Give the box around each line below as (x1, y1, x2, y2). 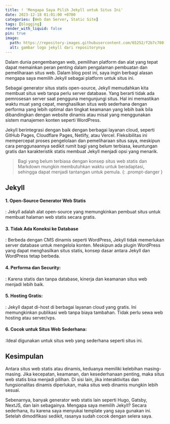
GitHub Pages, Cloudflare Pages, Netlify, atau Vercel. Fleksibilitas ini (5, 132, 148, 138)
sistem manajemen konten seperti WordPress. (5, 117, 101, 123)
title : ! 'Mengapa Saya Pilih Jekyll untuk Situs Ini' (5, 7, 123, 13)
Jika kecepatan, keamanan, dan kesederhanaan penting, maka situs (22, 371, 164, 377)
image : (5, 36, 19, 41)
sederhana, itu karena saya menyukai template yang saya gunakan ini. (5, 407, 152, 413)
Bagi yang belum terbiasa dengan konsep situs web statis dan (17, 158, 147, 164)
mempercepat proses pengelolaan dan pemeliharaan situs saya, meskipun (5, 137, 160, 144)
